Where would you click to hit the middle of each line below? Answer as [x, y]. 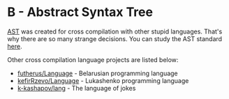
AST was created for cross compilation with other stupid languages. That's [115, 31]
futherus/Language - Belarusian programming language [97, 73]
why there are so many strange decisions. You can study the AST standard [114, 38]
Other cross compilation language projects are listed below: [93, 59]
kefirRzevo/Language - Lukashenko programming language [103, 80]
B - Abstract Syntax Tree [80, 12]
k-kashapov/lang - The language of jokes [76, 88]
